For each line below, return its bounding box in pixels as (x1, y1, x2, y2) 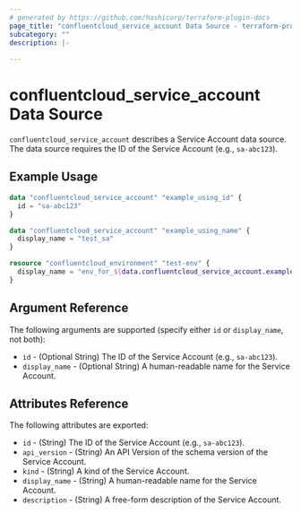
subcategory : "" (9, 30, 70, 39)
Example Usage (9, 170, 99, 185)
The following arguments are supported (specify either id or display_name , (9, 324, 284, 335)
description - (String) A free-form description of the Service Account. (21, 494, 282, 505)
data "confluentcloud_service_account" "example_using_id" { (9, 193, 243, 202)
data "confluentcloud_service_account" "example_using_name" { (9, 226, 251, 235)
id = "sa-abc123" (17, 201, 82, 211)
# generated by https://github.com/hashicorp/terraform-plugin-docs (9, 13, 271, 22)
